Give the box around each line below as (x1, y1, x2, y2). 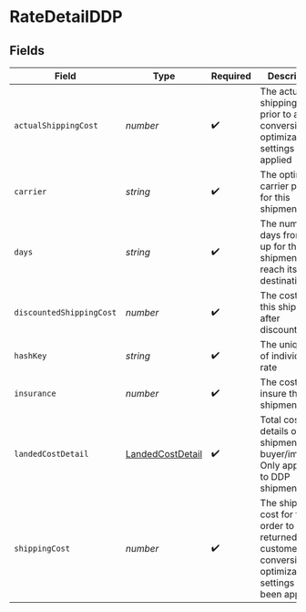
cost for (260, 508, 294, 521)
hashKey (14, 351, 47, 361)
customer (260, 543, 301, 555)
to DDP (260, 471, 291, 482)
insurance (14, 389, 56, 399)
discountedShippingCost (14, 307, 117, 317)
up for (260, 240, 286, 253)
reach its (260, 263, 298, 275)
